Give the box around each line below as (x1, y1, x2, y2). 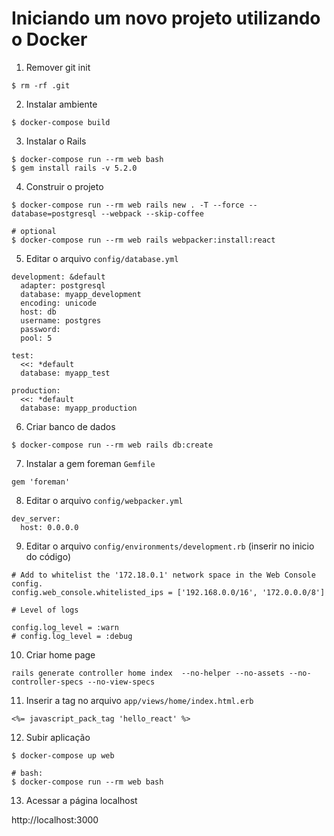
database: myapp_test (20, 368, 111, 378)
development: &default (11, 272, 106, 282)
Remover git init (25, 61, 91, 73)
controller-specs (11, 677, 84, 687)
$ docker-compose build (11, 117, 111, 127)
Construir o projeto (25, 180, 104, 192)
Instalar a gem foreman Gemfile (25, 457, 156, 469)
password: (20, 324, 61, 334)
